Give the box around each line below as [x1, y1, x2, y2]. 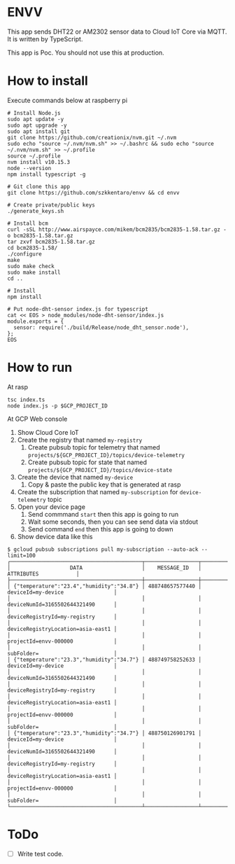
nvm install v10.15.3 [7, 158, 71, 165]
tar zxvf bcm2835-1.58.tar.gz [7, 238, 96, 245]
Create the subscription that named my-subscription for [17, 487, 178, 496]
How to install [7, 73, 89, 89]
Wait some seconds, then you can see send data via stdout [27, 517, 198, 526]
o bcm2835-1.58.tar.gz [7, 232, 73, 239]
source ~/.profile [7, 152, 61, 160]
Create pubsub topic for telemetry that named [27, 443, 161, 452]
